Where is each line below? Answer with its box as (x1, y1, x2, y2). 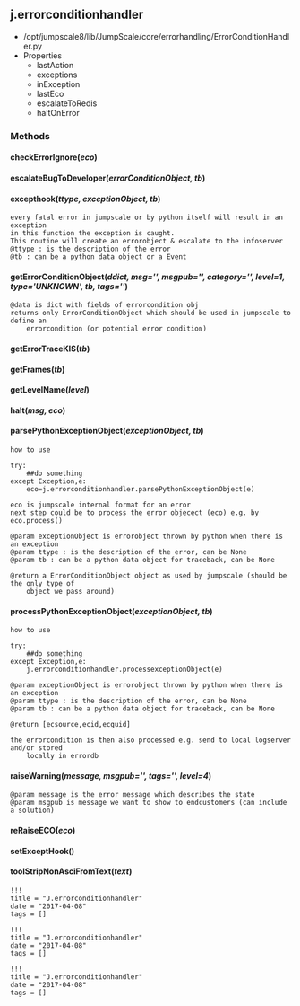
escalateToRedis (36, 98, 98, 109)
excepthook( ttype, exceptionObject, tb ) (10, 193, 161, 204)
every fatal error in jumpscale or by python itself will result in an (10, 213, 283, 223)
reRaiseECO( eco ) (10, 825, 76, 835)
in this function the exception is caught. (10, 229, 176, 238)
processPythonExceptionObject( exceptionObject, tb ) (10, 605, 213, 616)
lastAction (36, 59, 74, 70)
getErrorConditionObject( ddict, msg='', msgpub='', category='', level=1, (10, 271, 286, 282)
